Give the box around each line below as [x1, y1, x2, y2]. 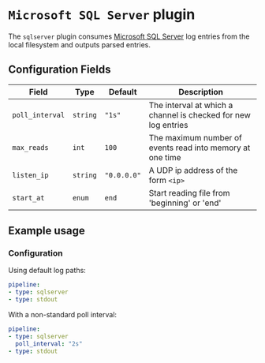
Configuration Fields [8, 63, 112, 77]
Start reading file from [148, 187, 230, 198]
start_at [12, 193, 45, 202]
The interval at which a [148, 99, 233, 110]
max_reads [12, 143, 49, 152]
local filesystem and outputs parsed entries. [8, 39, 151, 49]
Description [178, 86, 223, 97]
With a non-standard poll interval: [8, 310, 117, 320]
